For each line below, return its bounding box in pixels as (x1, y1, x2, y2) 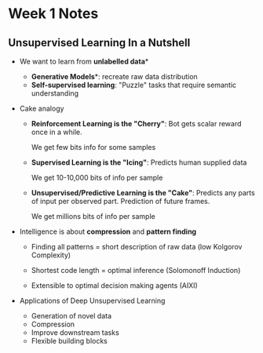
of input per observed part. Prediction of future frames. (31, 197, 210, 206)
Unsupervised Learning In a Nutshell (8, 36, 191, 49)
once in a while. (31, 127, 82, 136)
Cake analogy (19, 104, 64, 113)
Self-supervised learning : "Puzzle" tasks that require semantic (31, 80, 237, 89)
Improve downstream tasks (31, 328, 119, 337)
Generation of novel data (31, 311, 112, 320)
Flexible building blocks (31, 337, 108, 345)
